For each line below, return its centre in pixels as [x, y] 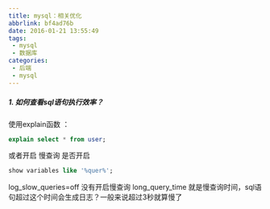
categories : [28, 61]
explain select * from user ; [57, 139]
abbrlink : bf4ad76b [41, 23]
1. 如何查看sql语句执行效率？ [56, 102]
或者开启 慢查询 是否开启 [49, 156]
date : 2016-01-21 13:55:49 [54, 31]
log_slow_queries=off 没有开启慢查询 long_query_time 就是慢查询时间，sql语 [135, 187]
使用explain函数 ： [39, 124]
